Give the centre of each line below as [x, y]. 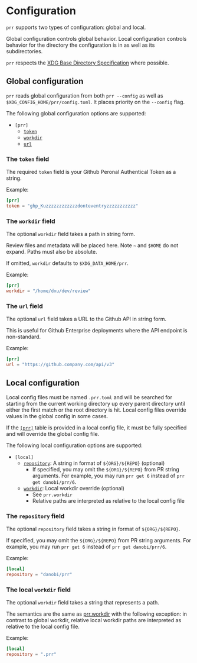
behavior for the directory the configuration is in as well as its [81, 45]
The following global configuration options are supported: [76, 113]
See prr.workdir [52, 494]
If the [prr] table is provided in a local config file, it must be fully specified [96, 428]
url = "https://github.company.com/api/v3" [60, 365]
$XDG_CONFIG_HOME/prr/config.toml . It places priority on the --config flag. [95, 102]
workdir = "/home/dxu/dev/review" [49, 291]
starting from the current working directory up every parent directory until [96, 403]
